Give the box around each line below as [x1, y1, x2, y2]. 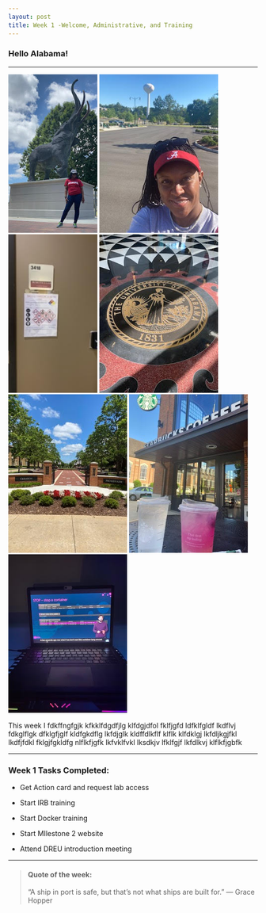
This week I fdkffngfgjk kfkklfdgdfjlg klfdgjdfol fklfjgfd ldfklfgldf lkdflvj [8, 720, 236, 730]
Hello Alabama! [8, 48, 69, 59]
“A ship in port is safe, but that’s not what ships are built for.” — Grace [27, 888, 255, 897]
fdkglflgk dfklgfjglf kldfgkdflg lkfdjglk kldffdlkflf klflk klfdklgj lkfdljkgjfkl [8, 729, 237, 739]
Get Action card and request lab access [19, 783, 150, 793]
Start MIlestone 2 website [19, 829, 104, 839]
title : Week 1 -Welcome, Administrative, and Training [8, 21, 193, 29]
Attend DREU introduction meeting [19, 844, 132, 854]
